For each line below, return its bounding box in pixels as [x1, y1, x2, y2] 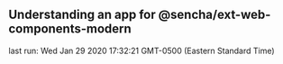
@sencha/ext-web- [158, 7, 271, 23]
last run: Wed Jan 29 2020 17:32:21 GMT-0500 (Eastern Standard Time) [8, 45, 276, 56]
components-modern [8, 22, 132, 37]
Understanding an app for [8, 7, 157, 23]
